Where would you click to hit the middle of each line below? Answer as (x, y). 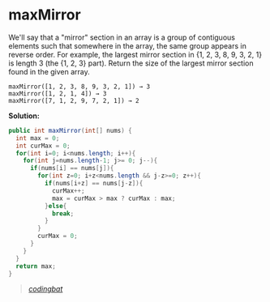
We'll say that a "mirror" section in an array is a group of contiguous (122, 37)
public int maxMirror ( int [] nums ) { (70, 130)
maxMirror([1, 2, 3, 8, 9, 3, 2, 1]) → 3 (79, 87)
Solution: (24, 116)
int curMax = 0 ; (43, 146)
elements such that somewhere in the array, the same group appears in (128, 45)
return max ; (36, 266)
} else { (56, 206)
